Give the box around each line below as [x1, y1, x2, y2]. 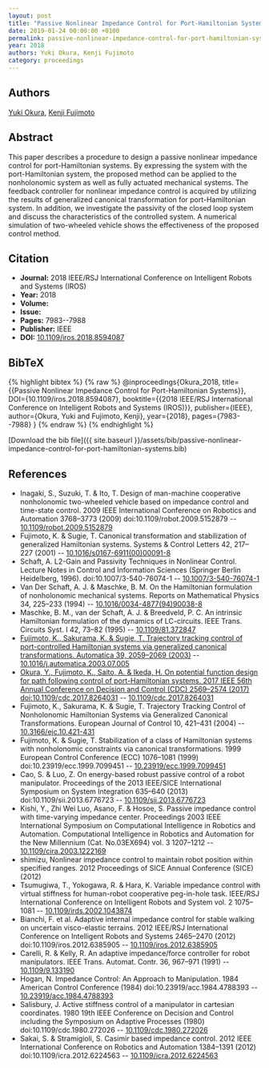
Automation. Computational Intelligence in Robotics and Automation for [19, 829, 255, 839]
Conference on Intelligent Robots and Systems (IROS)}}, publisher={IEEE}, [8, 403, 253, 413]
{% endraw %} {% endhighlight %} [38, 420, 154, 430]
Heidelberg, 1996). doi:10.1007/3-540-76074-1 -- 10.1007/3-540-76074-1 [19, 573, 260, 583]
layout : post [8, 11, 52, 20]
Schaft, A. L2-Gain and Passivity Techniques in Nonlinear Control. [19, 556, 238, 566]
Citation [8, 252, 50, 265]
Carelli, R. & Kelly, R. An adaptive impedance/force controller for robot [19, 948, 251, 958]
